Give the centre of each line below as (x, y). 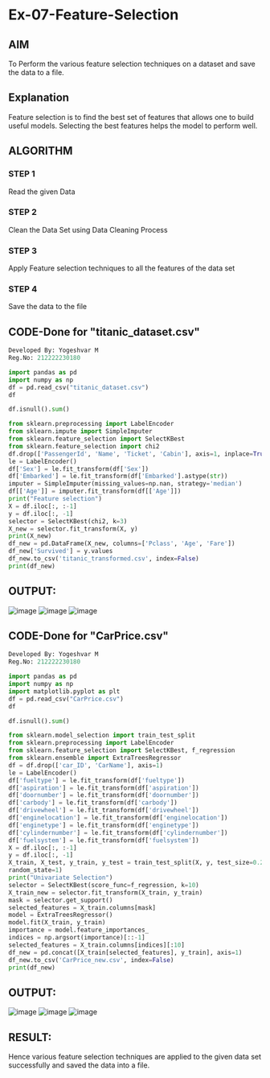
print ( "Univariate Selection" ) (61, 878)
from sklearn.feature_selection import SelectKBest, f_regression (122, 750)
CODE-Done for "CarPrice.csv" (88, 636)
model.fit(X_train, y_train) (57, 923)
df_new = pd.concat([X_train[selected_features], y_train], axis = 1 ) (125, 952)
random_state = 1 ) (35, 870)
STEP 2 (23, 213)
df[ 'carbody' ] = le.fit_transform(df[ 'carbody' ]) (93, 803)
